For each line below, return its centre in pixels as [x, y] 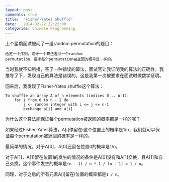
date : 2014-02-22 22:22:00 [36, 24]
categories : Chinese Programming [40, 29]
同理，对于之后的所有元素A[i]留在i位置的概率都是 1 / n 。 [64, 174]
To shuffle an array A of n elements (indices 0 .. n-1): [67, 96]
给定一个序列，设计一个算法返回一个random [44, 54]
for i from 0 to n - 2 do [41, 100]
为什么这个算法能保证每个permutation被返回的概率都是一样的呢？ [73, 119]
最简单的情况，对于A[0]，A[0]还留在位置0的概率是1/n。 [63, 147]
